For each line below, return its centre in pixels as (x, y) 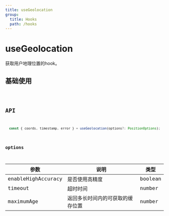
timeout (18, 188)
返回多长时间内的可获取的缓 (100, 198)
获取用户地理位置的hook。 (32, 63)
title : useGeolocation (29, 10)
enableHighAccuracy (35, 179)
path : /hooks (23, 24)
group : (12, 15)
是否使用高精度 (85, 179)
